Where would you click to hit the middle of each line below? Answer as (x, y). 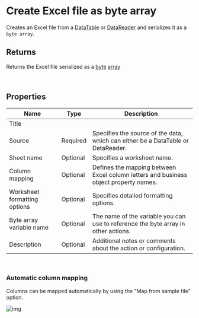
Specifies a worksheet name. (132, 157)
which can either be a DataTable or (141, 141)
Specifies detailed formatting (132, 195)
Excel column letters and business (140, 174)
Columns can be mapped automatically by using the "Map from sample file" (98, 291)
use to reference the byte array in (139, 224)
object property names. (125, 182)
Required (74, 141)
